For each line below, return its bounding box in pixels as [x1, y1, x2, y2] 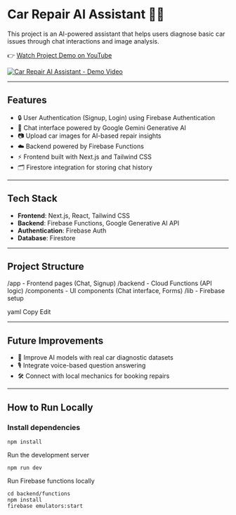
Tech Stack [7, 193, 58, 204]
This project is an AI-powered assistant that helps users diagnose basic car [7, 30, 225, 38]
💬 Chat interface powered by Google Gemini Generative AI [17, 123, 186, 132]
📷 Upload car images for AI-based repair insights [17, 131, 162, 140]
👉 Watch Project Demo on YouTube [7, 51, 112, 59]
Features [7, 94, 47, 106]
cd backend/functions [7, 490, 71, 497]
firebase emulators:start [7, 502, 83, 509]
